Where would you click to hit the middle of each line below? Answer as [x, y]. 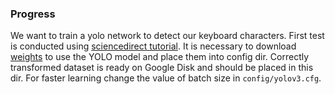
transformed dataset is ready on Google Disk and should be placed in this [162, 68]
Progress [33, 14]
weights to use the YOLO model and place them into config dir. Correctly [160, 57]
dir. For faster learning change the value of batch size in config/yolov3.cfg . [166, 78]
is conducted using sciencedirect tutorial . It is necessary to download [153, 46]
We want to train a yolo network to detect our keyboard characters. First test [167, 36]
